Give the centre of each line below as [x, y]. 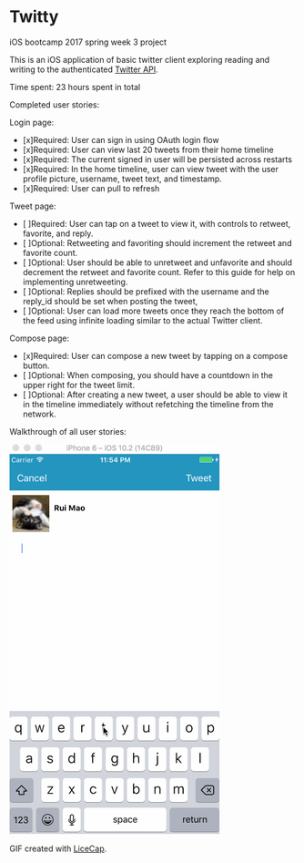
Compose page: [40, 338]
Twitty [34, 17]
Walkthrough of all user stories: [68, 431]
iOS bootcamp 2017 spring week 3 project [88, 42]
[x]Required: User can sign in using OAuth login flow [121, 139]
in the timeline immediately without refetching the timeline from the [148, 404]
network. [39, 414]
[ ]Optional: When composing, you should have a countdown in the [148, 375]
